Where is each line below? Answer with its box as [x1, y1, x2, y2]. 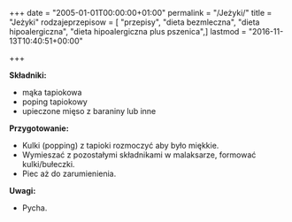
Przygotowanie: [9, 123, 69, 134]
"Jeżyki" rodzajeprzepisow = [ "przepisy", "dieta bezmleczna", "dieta [9, 17, 260, 27]
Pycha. [21, 203, 48, 213]
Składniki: [9, 70, 47, 80]
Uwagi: [9, 186, 36, 195]
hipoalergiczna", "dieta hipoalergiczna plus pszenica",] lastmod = [9, 27, 247, 36]
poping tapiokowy [21, 96, 88, 107]
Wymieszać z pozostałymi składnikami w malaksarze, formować [21, 149, 257, 160]
